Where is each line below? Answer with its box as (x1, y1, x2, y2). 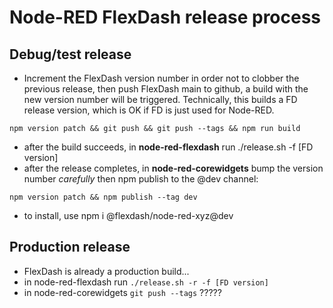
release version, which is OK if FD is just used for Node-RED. (23, 104, 275, 116)
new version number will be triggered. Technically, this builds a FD (23, 94, 298, 105)
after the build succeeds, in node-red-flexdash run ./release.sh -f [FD (23, 141, 314, 153)
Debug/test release (9, 46, 132, 63)
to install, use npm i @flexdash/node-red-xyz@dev (23, 210, 234, 221)
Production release (9, 239, 131, 256)
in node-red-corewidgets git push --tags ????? (23, 286, 222, 298)
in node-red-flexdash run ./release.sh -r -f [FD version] (23, 276, 269, 288)
